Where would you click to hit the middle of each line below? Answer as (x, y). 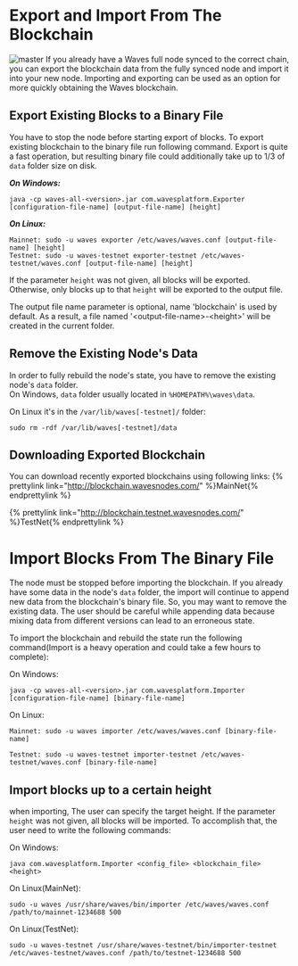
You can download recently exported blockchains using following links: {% (146, 476)
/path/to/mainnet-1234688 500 (66, 912)
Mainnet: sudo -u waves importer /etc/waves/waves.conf (115, 731)
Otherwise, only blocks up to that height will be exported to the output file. (146, 289)
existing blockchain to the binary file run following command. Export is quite (149, 146)
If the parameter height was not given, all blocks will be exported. (130, 280)
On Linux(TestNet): (44, 929)
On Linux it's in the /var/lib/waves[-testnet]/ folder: (108, 411)
